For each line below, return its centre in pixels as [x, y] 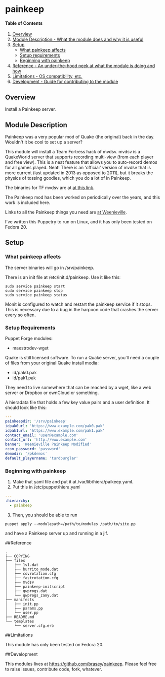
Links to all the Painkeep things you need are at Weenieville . [66, 212]
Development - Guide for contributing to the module [65, 82]
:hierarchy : [17, 501]
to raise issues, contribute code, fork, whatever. [54, 669]
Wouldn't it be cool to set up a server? [44, 142]
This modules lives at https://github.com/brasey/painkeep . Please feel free [81, 664]
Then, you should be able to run [45, 515]
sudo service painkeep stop [34, 291]
